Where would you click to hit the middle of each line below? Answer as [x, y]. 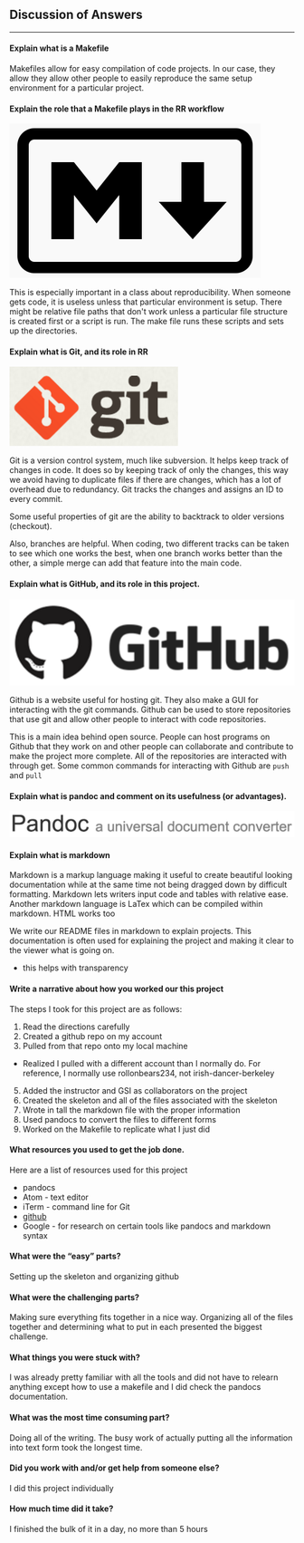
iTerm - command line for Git [76, 1206]
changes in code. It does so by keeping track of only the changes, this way [149, 470]
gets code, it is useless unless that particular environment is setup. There [146, 302]
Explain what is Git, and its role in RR [79, 352]
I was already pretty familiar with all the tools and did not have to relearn [144, 1377]
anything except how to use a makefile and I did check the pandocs [135, 1387]
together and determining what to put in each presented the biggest [136, 1327]
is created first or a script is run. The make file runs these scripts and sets [147, 322]
